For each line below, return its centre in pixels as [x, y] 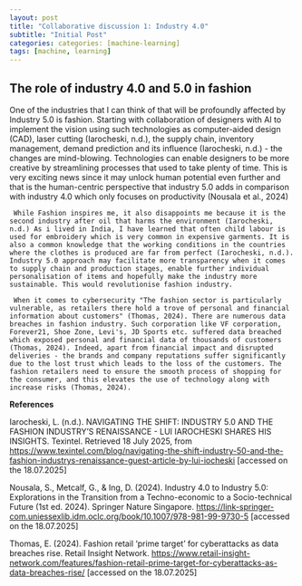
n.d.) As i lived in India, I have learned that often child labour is [147, 229]
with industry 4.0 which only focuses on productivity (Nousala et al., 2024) [149, 197]
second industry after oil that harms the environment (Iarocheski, [141, 221]
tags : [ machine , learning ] [60, 52]
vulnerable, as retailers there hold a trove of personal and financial [150, 308]
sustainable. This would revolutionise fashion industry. [121, 284]
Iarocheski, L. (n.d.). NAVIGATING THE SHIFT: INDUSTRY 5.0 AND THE [141, 421]
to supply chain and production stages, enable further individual [140, 268]
